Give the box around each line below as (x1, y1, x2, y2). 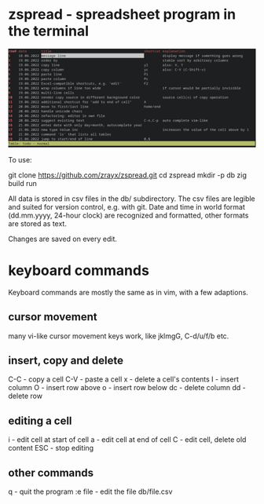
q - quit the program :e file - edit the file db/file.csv (8, 487, 173, 496)
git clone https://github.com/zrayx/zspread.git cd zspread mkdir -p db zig (8, 170, 247, 180)
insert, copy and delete (8, 353, 124, 367)
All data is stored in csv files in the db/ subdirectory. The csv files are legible (8, 194, 255, 203)
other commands (8, 466, 94, 480)
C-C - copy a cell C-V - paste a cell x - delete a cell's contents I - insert (8, 374, 240, 384)
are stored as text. (8, 218, 67, 228)
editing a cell (8, 414, 72, 427)
